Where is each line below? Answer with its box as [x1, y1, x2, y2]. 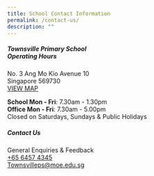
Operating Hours [7, 51, 57, 60]
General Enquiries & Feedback [7, 146, 94, 154]
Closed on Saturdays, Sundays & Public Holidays [7, 113, 148, 121]
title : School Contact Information [7, 10, 111, 17]
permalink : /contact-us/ [7, 17, 79, 24]
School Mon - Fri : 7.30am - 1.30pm [7, 98, 107, 106]
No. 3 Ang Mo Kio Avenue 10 [7, 70, 89, 78]
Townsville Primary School [7, 45, 87, 53]
